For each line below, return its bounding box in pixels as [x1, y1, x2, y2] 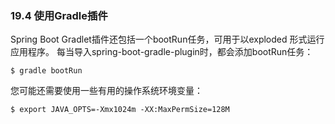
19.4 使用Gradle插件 [10, 8, 108, 22]
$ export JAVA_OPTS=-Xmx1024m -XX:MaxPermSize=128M [10, 105, 230, 115]
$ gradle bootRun [10, 66, 83, 76]
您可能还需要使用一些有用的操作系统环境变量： [10, 85, 203, 97]
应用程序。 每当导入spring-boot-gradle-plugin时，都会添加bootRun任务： [10, 46, 314, 58]
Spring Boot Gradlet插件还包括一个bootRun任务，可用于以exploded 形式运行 [10, 33, 325, 46]
